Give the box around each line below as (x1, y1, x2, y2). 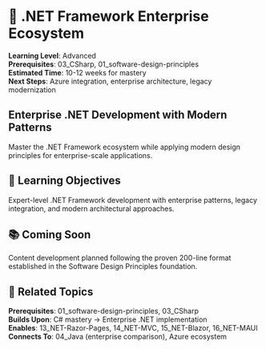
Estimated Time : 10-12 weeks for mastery (8, 67, 147, 77)
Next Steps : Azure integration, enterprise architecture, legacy (8, 76, 212, 86)
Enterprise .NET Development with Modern (8, 108, 228, 122)
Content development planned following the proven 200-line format (8, 253, 232, 263)
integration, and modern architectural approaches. (8, 204, 175, 213)
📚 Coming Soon (8, 228, 91, 241)
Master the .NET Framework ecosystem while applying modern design (8, 142, 241, 152)
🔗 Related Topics (8, 285, 94, 298)
